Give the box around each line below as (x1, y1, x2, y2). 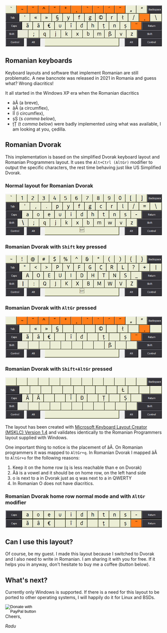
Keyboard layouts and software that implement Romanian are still (5, 70, 139, 76)
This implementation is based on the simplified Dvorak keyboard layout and (5, 154, 160, 159)
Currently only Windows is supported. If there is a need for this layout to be (5, 589, 160, 595)
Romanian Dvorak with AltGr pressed (5, 305, 97, 312)
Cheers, (5, 614, 21, 620)
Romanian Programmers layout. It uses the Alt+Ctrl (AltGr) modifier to (5, 159, 153, 165)
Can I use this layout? (5, 537, 73, 546)
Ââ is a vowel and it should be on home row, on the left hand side (12, 470, 146, 475)
